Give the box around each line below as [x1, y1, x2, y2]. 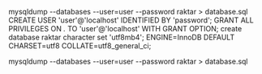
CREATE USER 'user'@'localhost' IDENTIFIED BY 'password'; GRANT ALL [8, 15, 254, 25]
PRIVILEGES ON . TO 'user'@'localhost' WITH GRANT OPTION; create [8, 24, 243, 33]
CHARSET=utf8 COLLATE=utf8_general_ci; [8, 41, 152, 51]
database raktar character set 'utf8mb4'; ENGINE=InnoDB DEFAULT [8, 32, 235, 42]
